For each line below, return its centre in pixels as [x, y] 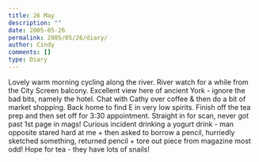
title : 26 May [32, 15]
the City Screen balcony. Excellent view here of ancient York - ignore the [127, 90]
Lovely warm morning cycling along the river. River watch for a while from [128, 82]
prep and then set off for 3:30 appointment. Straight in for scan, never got [129, 115]
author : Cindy [32, 45]
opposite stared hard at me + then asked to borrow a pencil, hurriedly [122, 132]
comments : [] [30, 52]
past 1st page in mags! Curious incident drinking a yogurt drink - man [121, 124]
